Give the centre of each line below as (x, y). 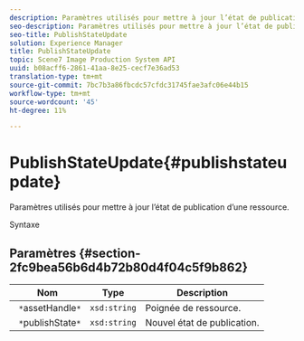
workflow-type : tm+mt (50, 93)
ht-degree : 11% (38, 110)
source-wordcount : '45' (54, 102)
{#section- (109, 253)
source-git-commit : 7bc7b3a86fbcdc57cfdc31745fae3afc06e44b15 (129, 85)
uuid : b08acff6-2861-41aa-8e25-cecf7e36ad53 (95, 69)
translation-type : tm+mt (56, 77)
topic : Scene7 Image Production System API (93, 60)
